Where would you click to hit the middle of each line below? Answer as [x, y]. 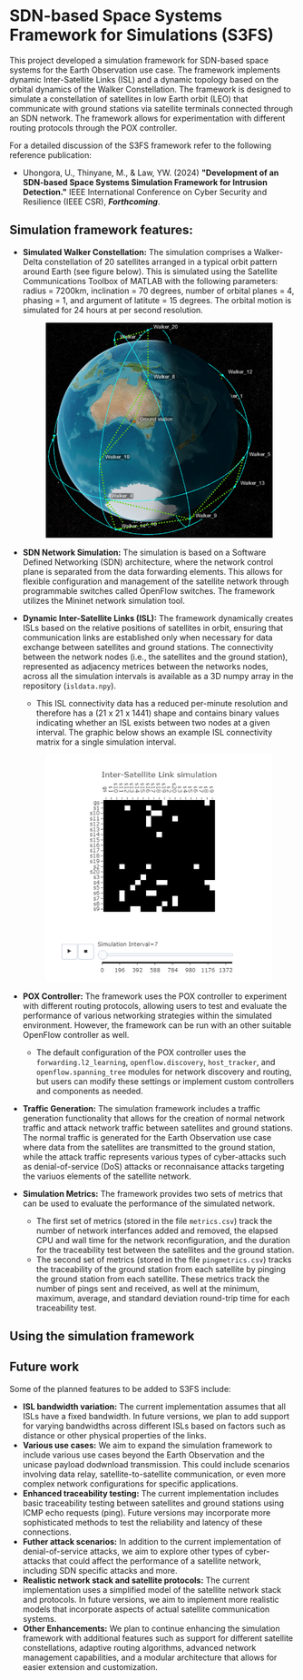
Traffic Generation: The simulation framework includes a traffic [142, 1108]
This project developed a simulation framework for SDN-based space [139, 60]
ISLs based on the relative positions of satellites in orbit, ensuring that [153, 628]
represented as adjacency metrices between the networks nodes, [146, 666]
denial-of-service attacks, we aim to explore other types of [132, 1551]
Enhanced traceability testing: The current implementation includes [151, 1493]
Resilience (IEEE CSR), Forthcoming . [91, 202]
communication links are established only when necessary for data [147, 637]
